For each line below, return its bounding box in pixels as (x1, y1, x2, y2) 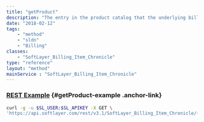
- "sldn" (17, 37, 39, 43)
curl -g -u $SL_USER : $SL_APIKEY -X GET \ (6, 104, 113, 111)
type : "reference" (6, 59, 53, 66)
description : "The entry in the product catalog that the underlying (6, 15, 186, 21)
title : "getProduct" (6, 8, 59, 15)
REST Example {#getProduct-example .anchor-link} (6, 91, 162, 100)
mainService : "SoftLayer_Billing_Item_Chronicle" (6, 71, 137, 77)
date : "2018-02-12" (6, 20, 56, 26)
